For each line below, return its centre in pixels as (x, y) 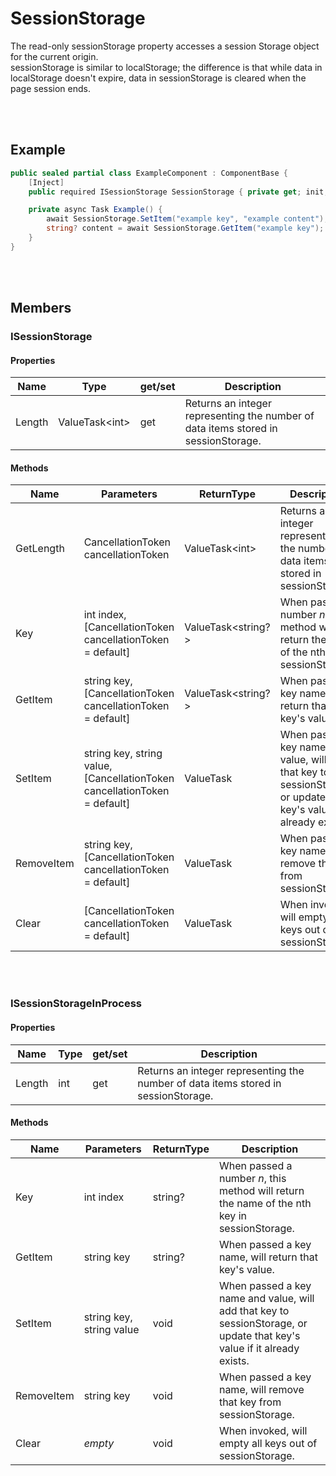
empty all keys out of (268, 1443)
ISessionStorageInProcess (76, 1004)
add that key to (254, 1310)
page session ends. (51, 88)
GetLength (40, 549)
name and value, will (266, 1298)
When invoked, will (263, 1430)
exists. (234, 1360)
